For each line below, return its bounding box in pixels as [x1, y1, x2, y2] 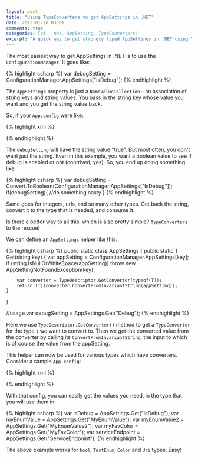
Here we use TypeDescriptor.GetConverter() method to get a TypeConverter [6, 321, 190, 328]
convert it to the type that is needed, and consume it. [6, 207, 135, 213]
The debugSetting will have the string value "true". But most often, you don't [6, 146, 190, 153]
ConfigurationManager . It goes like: [6, 58, 90, 66]
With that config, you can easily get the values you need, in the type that [6, 392, 183, 399]
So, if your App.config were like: [6, 112, 84, 119]
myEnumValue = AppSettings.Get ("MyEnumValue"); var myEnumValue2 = [6, 416, 184, 423]
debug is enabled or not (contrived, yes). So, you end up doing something [6, 159, 186, 165]
